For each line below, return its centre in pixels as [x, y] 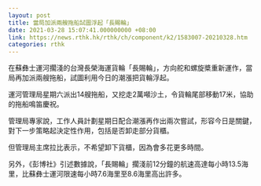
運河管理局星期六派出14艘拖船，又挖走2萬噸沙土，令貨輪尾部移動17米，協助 [131, 94]
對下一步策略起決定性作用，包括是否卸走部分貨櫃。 [91, 131]
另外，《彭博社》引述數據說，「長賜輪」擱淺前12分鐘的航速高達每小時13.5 [125, 164]
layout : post [29, 15]
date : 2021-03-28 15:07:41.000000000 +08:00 [82, 30]
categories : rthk [37, 45]
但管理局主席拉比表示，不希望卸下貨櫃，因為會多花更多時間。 [108, 148]
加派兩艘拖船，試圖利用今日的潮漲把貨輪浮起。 [97, 78]
